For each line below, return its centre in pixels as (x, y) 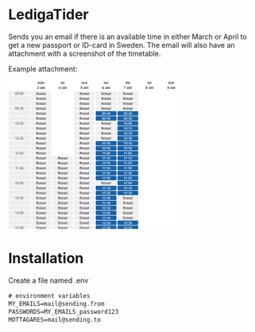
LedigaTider (48, 15)
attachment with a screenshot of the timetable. (85, 53)
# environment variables (49, 295)
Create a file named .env (48, 280)
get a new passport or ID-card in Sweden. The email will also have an (122, 44)
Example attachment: (43, 68)
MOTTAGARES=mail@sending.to (55, 319)
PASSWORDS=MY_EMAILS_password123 (64, 311)
